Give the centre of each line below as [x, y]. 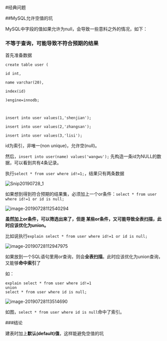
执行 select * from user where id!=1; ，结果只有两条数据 [65, 174]
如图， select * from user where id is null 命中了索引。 [65, 312]
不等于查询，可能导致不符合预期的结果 [52, 43]
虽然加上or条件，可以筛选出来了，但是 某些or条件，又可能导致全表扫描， [81, 219]
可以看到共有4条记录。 [38, 163]
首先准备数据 [18, 55]
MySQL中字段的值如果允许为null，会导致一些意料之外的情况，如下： [76, 29]
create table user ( [27, 65]
